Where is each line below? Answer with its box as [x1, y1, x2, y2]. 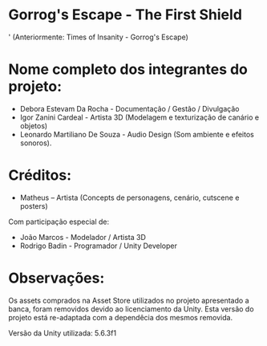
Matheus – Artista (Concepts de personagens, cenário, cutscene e [19, 193, 240, 202]
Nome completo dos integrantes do [8, 60, 249, 79]
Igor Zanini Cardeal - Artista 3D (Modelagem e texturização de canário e [19, 112, 259, 122]
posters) [19, 201, 48, 210]
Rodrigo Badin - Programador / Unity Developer [19, 241, 178, 250]
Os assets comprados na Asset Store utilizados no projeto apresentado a [8, 295, 249, 305]
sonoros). [19, 138, 52, 148]
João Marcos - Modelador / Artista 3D [19, 232, 147, 242]
